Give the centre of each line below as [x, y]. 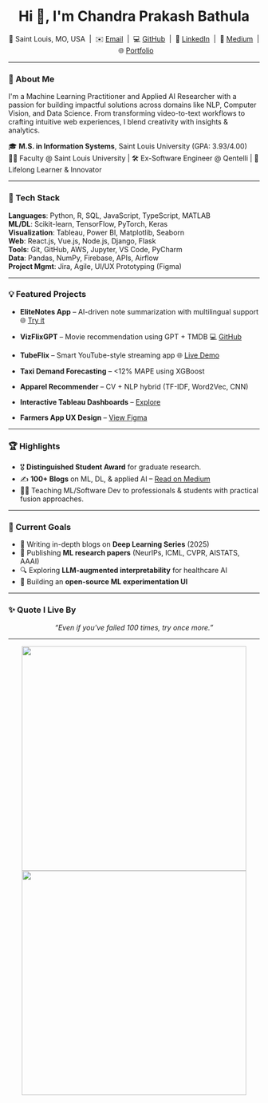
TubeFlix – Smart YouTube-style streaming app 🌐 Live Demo [120, 355]
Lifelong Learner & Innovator [55, 170]
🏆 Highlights [34, 446]
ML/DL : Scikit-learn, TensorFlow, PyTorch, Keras [88, 223]
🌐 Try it [32, 320]
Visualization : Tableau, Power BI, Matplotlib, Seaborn [97, 232]
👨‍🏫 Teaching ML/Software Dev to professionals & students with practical [139, 491]
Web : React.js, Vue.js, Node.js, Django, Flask [82, 241]
